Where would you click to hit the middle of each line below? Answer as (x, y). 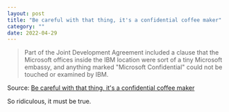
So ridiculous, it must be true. (49, 102)
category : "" (26, 26)
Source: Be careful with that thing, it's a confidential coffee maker (101, 88)
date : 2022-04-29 (32, 33)
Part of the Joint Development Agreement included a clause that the (121, 53)
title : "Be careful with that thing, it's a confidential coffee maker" (114, 20)
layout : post (26, 13)
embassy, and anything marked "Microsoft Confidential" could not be (123, 67)
